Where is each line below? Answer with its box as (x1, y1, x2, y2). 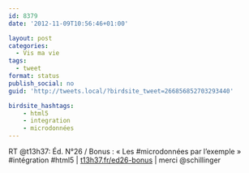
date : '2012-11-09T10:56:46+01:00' (8, 19, 129, 28)
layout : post (8, 34, 53, 42)
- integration (23, 117, 71, 125)
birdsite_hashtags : (8, 102, 75, 110)
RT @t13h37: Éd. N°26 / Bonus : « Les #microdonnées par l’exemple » (8, 147, 242, 156)
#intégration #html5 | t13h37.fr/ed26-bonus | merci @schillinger (8, 155, 221, 165)
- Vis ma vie (15, 50, 60, 58)
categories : (8, 41, 49, 50)
